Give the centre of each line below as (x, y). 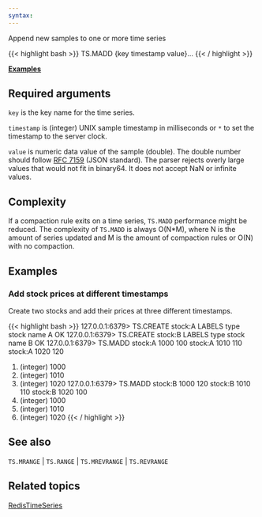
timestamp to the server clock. (58, 136)
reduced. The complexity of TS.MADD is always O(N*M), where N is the (122, 230)
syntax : (21, 15)
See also (30, 442)
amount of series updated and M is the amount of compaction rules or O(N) (131, 238)
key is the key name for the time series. (72, 112)
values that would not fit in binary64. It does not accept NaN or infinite (122, 169)
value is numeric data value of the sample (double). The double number (125, 152)
